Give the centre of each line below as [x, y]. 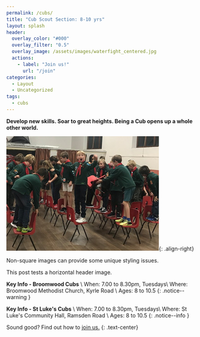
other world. [22, 128]
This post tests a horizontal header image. [59, 272]
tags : [13, 97]
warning [17, 297]
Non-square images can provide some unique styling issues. [83, 260]
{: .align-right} [177, 248]
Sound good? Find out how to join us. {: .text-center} [72, 327]
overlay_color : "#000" [41, 39]
